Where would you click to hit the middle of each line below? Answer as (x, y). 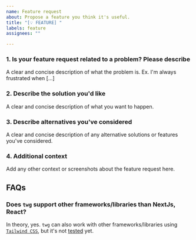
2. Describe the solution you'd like (56, 94)
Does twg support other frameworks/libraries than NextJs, (91, 204)
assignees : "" (24, 34)
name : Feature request (34, 11)
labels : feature (26, 28)
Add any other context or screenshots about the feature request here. (91, 169)
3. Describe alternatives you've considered (69, 121)
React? (16, 212)
